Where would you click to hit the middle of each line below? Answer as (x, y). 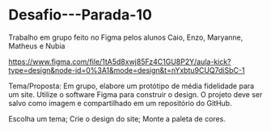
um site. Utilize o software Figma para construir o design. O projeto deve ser (135, 94)
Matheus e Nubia (37, 45)
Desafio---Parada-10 (80, 15)
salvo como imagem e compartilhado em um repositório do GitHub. (120, 103)
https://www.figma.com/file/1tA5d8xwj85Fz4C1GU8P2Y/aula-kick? (120, 62)
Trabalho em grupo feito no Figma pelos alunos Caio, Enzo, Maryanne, (126, 37)
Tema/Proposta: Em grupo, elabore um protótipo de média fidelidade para (131, 86)
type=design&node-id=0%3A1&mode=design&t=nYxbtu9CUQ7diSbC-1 (127, 70)
